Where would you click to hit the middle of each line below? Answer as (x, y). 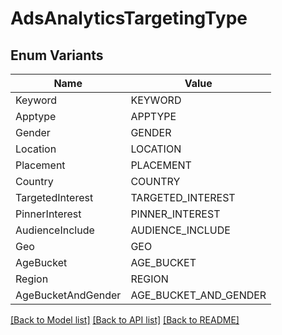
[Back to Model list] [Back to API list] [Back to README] (125, 320)
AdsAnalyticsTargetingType (129, 18)
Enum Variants (57, 55)
